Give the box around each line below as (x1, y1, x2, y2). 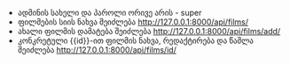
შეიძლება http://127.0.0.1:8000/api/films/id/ (17, 45, 177, 55)
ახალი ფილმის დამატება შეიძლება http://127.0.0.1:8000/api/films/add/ (17, 26, 281, 36)
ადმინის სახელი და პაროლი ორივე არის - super (17, 8, 202, 18)
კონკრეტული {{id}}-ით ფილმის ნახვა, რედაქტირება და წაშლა (17, 35, 255, 46)
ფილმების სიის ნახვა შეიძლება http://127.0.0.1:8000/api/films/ (17, 17, 249, 27)
